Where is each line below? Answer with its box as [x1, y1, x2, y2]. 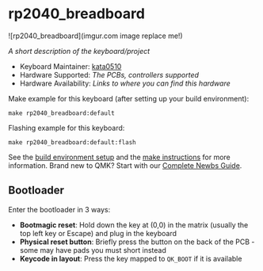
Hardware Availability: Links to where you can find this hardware [19, 78, 231, 88]
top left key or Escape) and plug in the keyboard [19, 228, 177, 238]
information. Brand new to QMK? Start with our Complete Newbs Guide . [8, 160, 242, 170]
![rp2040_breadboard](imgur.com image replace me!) [8, 31, 184, 40]
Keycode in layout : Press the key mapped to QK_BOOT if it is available [19, 254, 242, 263]
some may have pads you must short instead [19, 245, 166, 254]
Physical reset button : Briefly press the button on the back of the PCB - [19, 237, 255, 246]
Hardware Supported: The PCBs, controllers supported [19, 70, 200, 79]
